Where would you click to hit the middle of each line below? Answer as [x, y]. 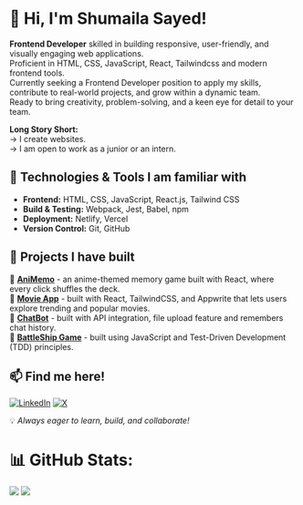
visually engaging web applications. [77, 53]
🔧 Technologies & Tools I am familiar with [128, 177]
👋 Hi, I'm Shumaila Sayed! [108, 19]
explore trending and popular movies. [80, 308]
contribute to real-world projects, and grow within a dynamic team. [135, 92]
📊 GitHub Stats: [72, 460]
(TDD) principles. [42, 346]
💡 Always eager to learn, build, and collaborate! [99, 421]
